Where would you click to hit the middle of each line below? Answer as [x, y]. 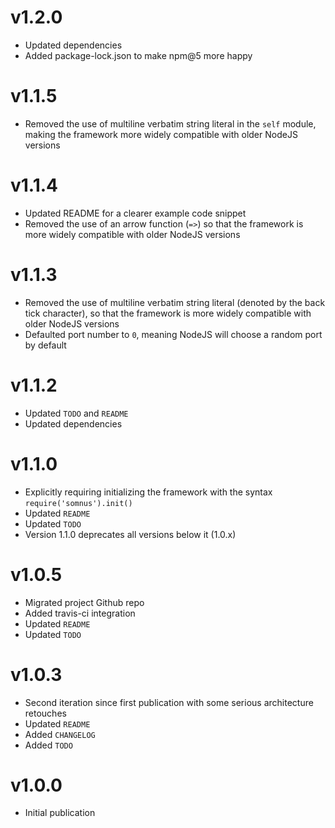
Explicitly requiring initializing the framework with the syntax [148, 492]
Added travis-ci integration [80, 613]
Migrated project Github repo [84, 602]
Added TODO [48, 745]
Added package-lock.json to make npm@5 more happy [138, 55]
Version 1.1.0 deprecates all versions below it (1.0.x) [130, 534]
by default [45, 345]
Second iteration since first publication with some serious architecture [169, 702]
